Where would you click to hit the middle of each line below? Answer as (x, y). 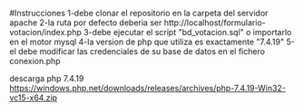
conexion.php (35, 61)
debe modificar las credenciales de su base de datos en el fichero (142, 51)
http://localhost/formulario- (215, 23)
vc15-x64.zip (33, 98)
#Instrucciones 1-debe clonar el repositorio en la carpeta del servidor (139, 13)
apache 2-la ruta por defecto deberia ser (86, 23)
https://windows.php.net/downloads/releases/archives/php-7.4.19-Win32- (147, 88)
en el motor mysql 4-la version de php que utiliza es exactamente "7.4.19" (147, 42)
